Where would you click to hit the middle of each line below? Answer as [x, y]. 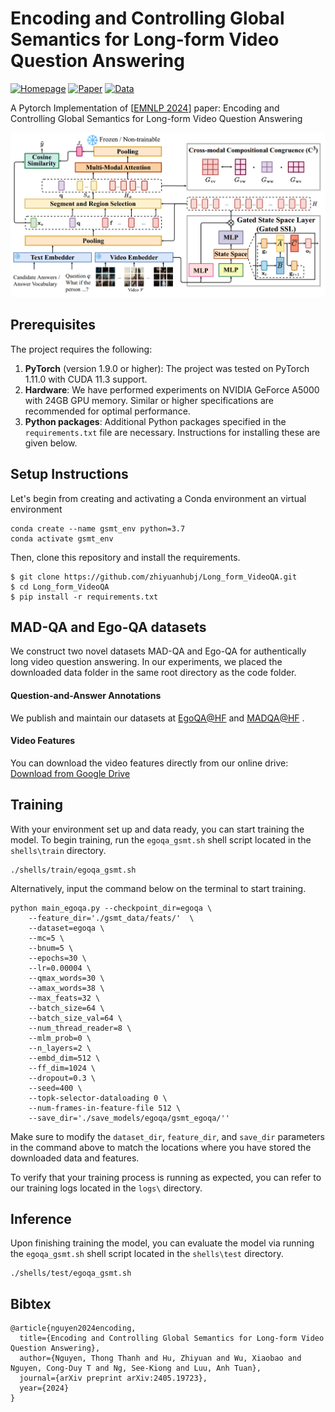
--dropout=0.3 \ [62, 1078]
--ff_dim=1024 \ [62, 1068]
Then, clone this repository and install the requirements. [125, 557]
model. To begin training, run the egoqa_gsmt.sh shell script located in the [161, 839]
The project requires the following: [81, 349]
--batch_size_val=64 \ [75, 1018]
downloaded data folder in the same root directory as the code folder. [153, 673]
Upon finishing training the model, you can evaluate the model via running [162, 1243]
